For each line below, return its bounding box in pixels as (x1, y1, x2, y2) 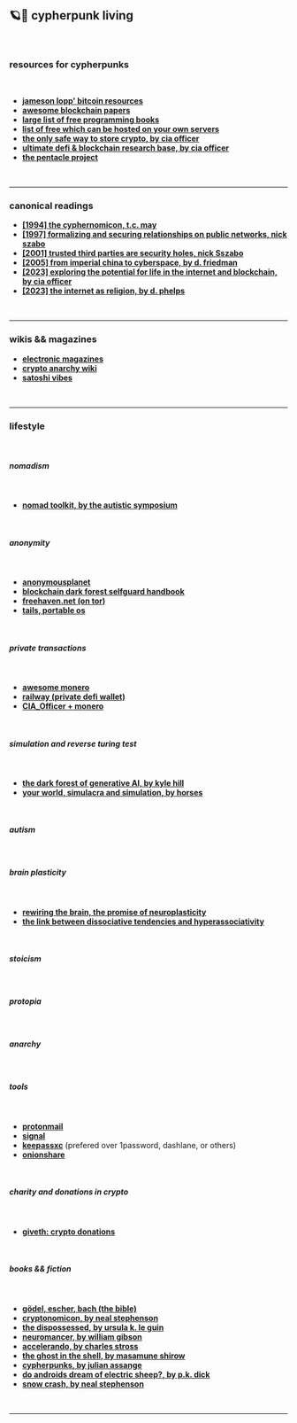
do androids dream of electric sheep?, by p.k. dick (21, 1369, 210, 1380)
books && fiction (9, 1264, 72, 1274)
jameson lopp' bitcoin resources (21, 96, 143, 106)
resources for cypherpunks (9, 58, 130, 70)
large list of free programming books (21, 114, 160, 125)
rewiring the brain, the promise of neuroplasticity (21, 906, 207, 917)
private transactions (9, 642, 87, 653)
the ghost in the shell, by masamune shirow (21, 1350, 186, 1361)
